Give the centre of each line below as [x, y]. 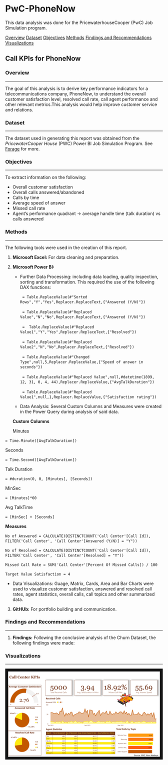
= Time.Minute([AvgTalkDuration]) [41, 440]
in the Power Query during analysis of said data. [69, 411]
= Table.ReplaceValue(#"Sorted [55, 297]
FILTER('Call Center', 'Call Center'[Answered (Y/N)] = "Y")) [71, 541]
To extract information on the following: [46, 177]
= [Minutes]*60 [21, 498]
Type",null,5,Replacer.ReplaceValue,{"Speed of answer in [81, 362]
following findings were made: [43, 642]
